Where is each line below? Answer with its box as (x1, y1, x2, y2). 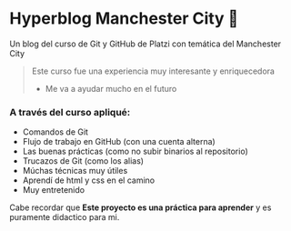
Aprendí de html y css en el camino (22, 175, 156, 186)
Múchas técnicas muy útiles (22, 166, 128, 176)
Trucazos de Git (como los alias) (22, 156, 144, 166)
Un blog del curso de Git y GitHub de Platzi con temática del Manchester (9, 38, 282, 49)
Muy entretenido (22, 185, 85, 196)
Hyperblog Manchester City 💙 (9, 8, 239, 29)
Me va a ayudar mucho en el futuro (45, 83, 177, 94)
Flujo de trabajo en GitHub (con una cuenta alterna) (22, 136, 216, 147)
